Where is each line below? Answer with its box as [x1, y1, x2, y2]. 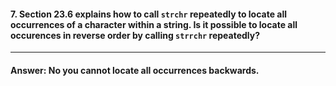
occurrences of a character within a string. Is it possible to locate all [10, 18, 298, 30]
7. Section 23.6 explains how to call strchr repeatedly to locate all [10, 8, 288, 20]
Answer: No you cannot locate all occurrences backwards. [10, 64, 260, 76]
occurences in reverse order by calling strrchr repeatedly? [10, 29, 261, 41]
